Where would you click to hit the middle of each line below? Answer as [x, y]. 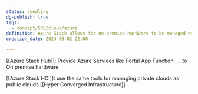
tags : [13, 22]
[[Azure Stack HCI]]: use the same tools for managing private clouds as [93, 78]
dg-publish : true [27, 17]
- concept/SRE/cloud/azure [44, 28]
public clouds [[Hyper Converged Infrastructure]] [66, 85]
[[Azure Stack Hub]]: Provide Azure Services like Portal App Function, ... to [97, 61]
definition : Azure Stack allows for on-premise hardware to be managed [96, 33]
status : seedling [27, 11]
